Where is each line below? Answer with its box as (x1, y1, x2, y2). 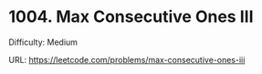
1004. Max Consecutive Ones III (8, 6, 254, 27)
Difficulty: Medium (8, 37, 79, 48)
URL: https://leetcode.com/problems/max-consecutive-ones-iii (8, 54, 246, 65)
